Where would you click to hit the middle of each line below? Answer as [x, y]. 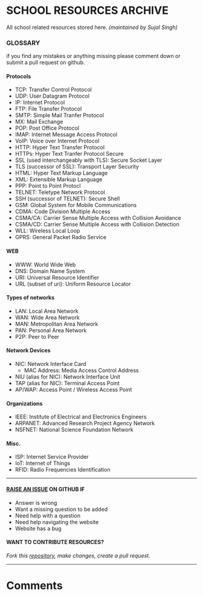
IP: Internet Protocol [40, 103]
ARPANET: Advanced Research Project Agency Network [85, 423]
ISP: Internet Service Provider [52, 457]
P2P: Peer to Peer [37, 336]
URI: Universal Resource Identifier [57, 277]
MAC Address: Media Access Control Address [81, 370]
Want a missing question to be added [61, 509]
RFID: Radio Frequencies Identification [63, 470]
